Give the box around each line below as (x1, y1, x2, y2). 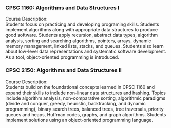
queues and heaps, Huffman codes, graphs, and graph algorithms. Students (5, 111, 166, 117)
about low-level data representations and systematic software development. (5, 48, 167, 55)
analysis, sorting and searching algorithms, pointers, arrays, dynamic (5, 38, 151, 44)
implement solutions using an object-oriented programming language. (5, 117, 153, 123)
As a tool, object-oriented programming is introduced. (5, 54, 119, 60)
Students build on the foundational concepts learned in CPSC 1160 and (5, 84, 155, 90)
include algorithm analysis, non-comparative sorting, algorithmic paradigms (5, 95, 166, 101)
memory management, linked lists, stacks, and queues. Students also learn (5, 43, 164, 49)
